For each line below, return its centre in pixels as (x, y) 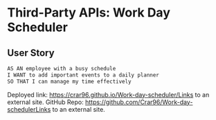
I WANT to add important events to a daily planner (83, 75)
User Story (31, 53)
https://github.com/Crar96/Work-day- (139, 102)
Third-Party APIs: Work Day (89, 13)
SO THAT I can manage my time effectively (69, 81)
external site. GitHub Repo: (46, 102)
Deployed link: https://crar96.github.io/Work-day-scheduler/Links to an (108, 94)
